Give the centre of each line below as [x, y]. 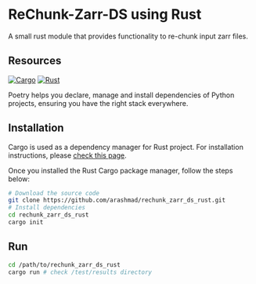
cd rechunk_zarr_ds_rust [49, 215]
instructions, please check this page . [67, 155]
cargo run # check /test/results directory [80, 272]
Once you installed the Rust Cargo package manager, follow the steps [121, 170]
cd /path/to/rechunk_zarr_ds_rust [65, 264]
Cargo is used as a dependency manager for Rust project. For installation [126, 147]
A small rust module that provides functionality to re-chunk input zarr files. [128, 36]
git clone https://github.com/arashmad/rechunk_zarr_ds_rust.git [117, 200]
